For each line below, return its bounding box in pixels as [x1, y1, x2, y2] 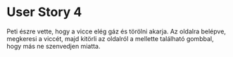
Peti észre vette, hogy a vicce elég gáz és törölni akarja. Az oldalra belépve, [6, 27, 227, 35]
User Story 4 [6, 4, 82, 20]
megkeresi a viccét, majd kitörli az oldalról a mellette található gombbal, [6, 34, 214, 42]
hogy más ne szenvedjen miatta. [6, 42, 101, 50]
